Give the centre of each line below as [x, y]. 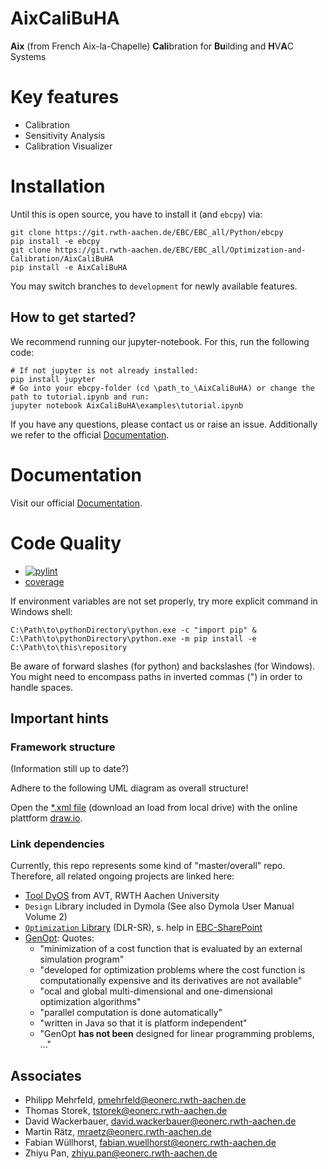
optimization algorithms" [90, 1002]
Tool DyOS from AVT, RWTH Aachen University [122, 896]
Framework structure [63, 747]
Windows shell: [41, 611]
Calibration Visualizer [68, 146]
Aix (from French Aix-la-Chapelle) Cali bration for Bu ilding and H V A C [152, 46]
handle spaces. [42, 687]
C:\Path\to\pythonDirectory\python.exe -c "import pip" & [133, 630]
